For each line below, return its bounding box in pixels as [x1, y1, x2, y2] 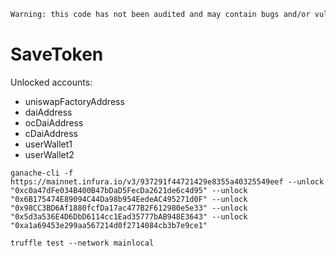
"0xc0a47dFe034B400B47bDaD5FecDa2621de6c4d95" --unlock [10, 185, 248, 195]
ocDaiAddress [24, 116, 84, 129]
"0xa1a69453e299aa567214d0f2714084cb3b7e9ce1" [10, 220, 208, 230]
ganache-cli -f [10, 168, 74, 178]
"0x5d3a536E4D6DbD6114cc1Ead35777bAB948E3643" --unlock [10, 211, 248, 222]
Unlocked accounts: [10, 76, 93, 88]
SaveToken [10, 43, 104, 66]
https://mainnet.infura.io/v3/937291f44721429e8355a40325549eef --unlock [10, 176, 325, 187]
